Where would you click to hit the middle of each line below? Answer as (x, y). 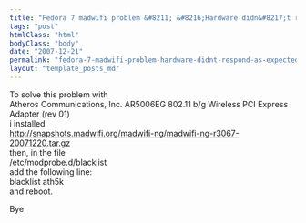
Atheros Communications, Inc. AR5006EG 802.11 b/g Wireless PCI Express (149, 104)
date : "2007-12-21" (46, 52)
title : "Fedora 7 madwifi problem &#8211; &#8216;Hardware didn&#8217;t (150, 18)
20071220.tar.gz (40, 143)
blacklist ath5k (36, 181)
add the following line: (51, 172)
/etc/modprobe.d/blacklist (58, 162)
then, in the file (37, 152)
